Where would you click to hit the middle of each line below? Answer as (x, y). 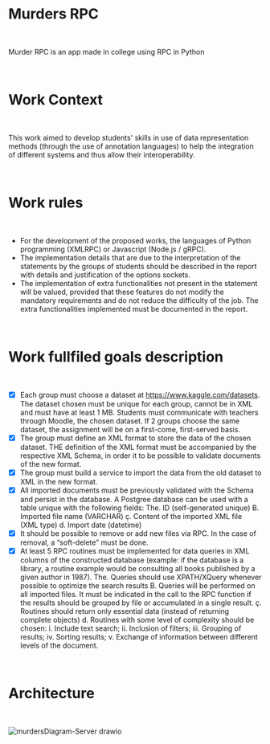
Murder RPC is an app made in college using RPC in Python (106, 51)
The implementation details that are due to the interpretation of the (130, 257)
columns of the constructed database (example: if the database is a (132, 560)
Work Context (55, 100)
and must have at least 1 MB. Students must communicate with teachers (139, 412)
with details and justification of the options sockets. (105, 275)
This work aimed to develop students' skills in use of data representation (129, 137)
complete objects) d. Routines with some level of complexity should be (137, 620)
